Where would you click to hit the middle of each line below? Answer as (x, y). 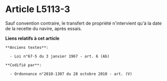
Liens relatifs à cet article (32, 38)
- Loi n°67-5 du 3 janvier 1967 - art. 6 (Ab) (60, 56)
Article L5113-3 (38, 9)
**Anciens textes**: (27, 47)
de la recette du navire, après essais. (44, 28)
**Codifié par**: (24, 65)
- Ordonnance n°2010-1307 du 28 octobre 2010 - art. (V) (71, 74)
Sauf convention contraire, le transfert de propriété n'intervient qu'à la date (83, 23)
